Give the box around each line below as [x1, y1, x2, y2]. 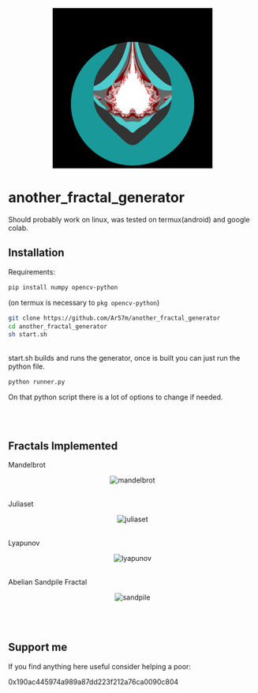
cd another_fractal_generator [8, 322, 108, 331]
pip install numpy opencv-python [8, 283, 118, 291]
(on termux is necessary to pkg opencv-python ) [8, 297, 160, 307]
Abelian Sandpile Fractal [8, 577, 88, 586]
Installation [8, 246, 65, 259]
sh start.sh [8, 331, 47, 339]
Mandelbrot [8, 460, 46, 469]
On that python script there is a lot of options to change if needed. [8, 392, 223, 402]
